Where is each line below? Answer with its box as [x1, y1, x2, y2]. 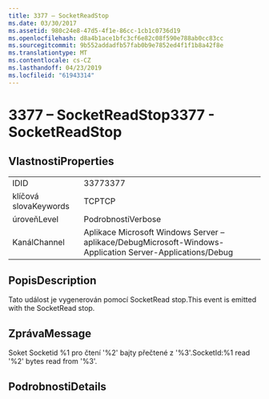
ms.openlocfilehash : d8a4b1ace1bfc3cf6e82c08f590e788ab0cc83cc [8, 34, 224, 42]
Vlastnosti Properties [8, 155, 114, 168]
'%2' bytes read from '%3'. [8, 357, 98, 366]
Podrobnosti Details [8, 380, 106, 393]
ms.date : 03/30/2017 [8, 19, 78, 27]
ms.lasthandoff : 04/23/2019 [8, 64, 102, 72]
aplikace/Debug [83, 236, 143, 248]
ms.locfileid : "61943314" [8, 71, 94, 79]
